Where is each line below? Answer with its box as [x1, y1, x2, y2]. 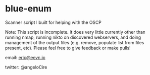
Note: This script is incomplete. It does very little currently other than [5, 29, 146, 35]
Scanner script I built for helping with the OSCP [5, 19, 101, 25]
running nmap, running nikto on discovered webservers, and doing [5, 34, 141, 40]
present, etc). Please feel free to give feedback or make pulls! [5, 45, 131, 51]
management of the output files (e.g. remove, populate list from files [5, 39, 145, 45]
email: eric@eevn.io [5, 54, 46, 60]
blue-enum [5, 3, 52, 14]
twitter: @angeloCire [5, 64, 48, 70]
